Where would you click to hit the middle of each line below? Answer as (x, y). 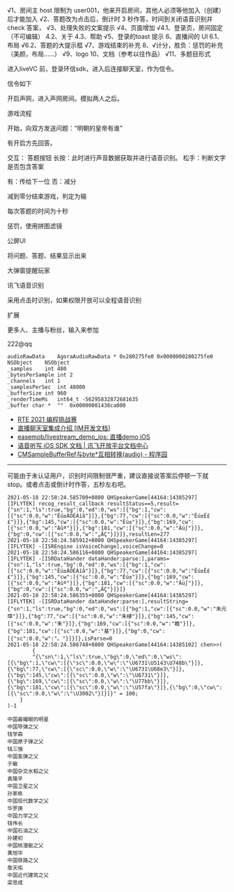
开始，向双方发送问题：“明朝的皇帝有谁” (65, 128)
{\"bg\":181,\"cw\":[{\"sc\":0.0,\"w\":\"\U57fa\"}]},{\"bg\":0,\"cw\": (115, 687)
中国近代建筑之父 (28, 875)
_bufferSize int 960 (37, 393)
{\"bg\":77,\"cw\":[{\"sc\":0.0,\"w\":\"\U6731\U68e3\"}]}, (96, 669)
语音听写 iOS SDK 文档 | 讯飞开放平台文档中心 (83, 445)
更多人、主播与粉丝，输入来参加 (53, 330)
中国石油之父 (23, 831)
